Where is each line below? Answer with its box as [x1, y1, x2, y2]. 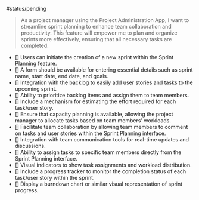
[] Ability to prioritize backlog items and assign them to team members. [14, 92, 189, 99]
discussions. [14, 143, 46, 149]
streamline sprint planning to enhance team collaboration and [20, 23, 172, 30]
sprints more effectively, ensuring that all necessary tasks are [20, 36, 172, 42]
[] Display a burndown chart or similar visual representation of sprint [14, 180, 183, 187]
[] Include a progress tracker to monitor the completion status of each [14, 168, 186, 175]
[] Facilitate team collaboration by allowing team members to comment [14, 124, 188, 130]
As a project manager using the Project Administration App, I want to [20, 17, 189, 23]
